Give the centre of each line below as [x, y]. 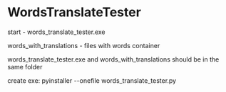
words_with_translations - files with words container [84, 45]
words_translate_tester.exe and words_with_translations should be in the [113, 59]
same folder [25, 67]
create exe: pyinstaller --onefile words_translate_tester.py [92, 80]
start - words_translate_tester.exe [56, 32]
